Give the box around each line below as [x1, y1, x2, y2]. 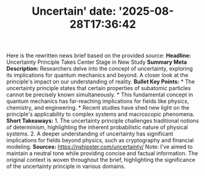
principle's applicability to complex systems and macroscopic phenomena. [6, 110, 195, 118]
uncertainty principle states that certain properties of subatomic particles [6, 85, 191, 92]
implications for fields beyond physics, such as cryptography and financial [6, 137, 194, 144]
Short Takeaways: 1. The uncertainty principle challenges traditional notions [6, 117, 199, 124]
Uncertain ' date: [31, 4, 116, 18]
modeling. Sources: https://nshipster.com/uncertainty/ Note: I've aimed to [6, 143, 193, 151]
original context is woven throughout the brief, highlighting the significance [6, 156, 196, 164]
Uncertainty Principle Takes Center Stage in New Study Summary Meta [6, 58, 187, 66]
